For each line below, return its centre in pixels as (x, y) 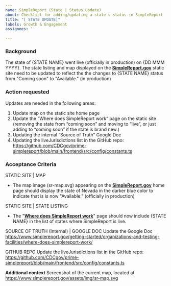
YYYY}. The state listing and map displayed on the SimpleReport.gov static (85, 68)
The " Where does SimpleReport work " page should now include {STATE (89, 216)
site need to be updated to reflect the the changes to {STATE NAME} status (84, 73)
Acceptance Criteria (31, 164)
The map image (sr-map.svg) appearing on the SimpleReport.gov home (89, 185)
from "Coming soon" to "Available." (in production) (58, 79)
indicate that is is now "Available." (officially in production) (74, 196)
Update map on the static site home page (56, 113)
